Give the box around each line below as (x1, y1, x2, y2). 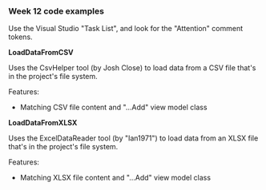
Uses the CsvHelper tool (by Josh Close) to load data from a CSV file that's (8, 63, 256, 73)
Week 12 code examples (8, 6, 104, 17)
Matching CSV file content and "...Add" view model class (19, 102, 208, 113)
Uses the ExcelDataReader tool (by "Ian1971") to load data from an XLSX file (8, 133, 259, 143)
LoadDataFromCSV (8, 48, 74, 57)
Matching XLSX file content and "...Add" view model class (19, 173, 211, 183)
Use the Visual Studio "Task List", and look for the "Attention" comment (8, 24, 243, 34)
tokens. (8, 32, 34, 42)
